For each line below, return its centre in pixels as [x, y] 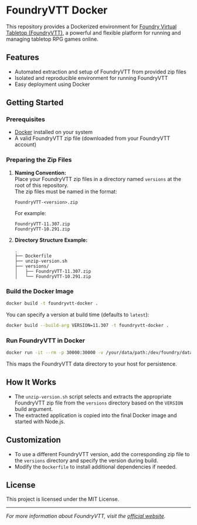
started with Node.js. [40, 422]
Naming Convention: [40, 173]
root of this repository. [41, 185]
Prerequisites [26, 119]
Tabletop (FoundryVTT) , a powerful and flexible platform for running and [94, 32]
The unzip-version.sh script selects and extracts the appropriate [93, 396]
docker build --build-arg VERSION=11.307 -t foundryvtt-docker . [87, 325]
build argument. [34, 409]
